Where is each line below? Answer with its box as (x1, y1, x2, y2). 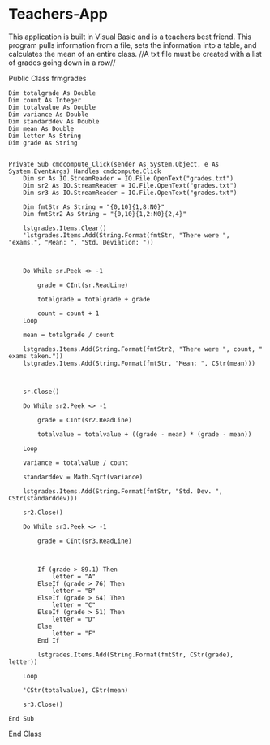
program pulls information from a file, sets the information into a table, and (8, 40, 257, 50)
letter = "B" (51, 587, 96, 595)
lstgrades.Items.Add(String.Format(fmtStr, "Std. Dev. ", (23, 487, 223, 496)
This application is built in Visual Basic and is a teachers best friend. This (8, 32, 252, 41)
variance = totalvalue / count (23, 458, 129, 467)
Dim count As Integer (8, 96, 82, 104)
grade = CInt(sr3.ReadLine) (37, 537, 132, 545)
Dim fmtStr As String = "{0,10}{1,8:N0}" (23, 202, 165, 211)
